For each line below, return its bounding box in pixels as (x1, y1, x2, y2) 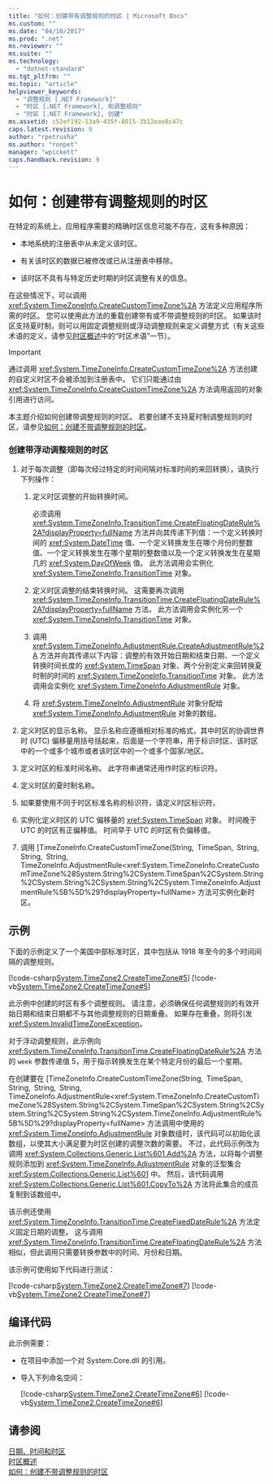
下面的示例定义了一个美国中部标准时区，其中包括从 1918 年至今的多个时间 (8, 947, 255, 957)
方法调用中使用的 (146, 1118, 205, 1128)
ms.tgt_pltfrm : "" (8, 72, 71, 80)
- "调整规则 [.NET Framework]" (15, 95, 117, 103)
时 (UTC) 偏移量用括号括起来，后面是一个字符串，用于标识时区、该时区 (19, 736, 258, 746)
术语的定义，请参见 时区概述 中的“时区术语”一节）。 (8, 331, 175, 341)
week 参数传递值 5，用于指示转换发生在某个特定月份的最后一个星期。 (17, 1057, 247, 1066)
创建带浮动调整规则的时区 (8, 445, 109, 456)
